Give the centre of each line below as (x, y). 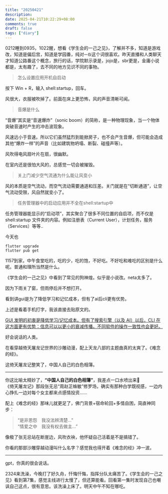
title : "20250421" (24, 10)
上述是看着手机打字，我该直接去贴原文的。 (49, 309)
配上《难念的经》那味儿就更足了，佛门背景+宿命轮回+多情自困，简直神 (78, 403)
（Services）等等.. (24, 226)
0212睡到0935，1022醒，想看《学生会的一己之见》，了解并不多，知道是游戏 (83, 48)
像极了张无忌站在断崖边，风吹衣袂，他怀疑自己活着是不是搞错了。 (73, 437)
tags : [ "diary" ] (22, 33)
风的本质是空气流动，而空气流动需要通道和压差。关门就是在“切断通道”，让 (82, 186)
